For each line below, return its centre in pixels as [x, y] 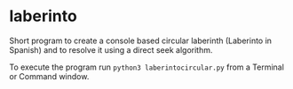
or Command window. [49, 76]
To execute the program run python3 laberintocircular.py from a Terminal [146, 67]
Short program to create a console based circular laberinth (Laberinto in [141, 41]
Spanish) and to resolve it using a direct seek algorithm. [111, 49]
